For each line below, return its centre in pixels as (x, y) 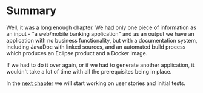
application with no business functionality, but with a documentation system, (102, 40)
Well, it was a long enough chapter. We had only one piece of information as (101, 27)
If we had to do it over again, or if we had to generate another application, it (101, 65)
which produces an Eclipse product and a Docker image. (77, 53)
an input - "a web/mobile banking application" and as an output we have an (101, 33)
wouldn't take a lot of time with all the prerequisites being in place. (89, 71)
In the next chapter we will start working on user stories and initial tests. (96, 83)
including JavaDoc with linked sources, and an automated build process (96, 47)
